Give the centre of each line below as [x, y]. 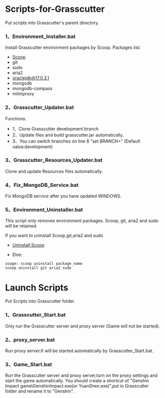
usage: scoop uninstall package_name [44, 264]
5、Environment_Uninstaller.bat [44, 210]
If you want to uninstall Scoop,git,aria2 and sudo [54, 236]
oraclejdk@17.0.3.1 [31, 78]
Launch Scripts [37, 288]
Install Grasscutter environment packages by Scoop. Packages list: [73, 47]
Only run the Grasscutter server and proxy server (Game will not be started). [82, 326]
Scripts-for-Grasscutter [55, 9]
